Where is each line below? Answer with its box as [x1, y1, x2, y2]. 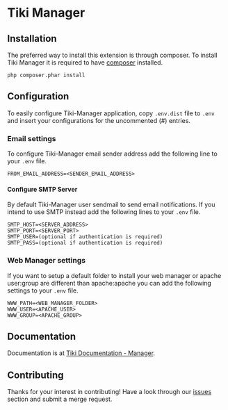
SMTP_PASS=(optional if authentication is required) [7, 240, 163, 247]
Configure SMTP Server [7, 185, 78, 193]
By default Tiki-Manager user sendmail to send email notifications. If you [7, 200, 215, 209]
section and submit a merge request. [7, 395, 113, 404]
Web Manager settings [7, 256, 85, 265]
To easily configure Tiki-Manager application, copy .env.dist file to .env [7, 109, 215, 117]
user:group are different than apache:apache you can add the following [7, 279, 212, 287]
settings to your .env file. [7, 286, 79, 295]
